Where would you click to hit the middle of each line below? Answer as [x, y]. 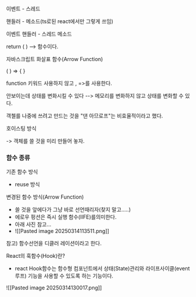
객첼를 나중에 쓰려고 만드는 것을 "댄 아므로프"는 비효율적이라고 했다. [85, 116]
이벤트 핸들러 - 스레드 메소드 [39, 34]
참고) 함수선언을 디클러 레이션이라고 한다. [54, 243]
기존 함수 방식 [22, 172]
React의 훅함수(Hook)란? [36, 256]
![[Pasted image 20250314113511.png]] [62, 231]
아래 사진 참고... [33, 225]
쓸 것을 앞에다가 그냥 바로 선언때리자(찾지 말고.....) [73, 210]
